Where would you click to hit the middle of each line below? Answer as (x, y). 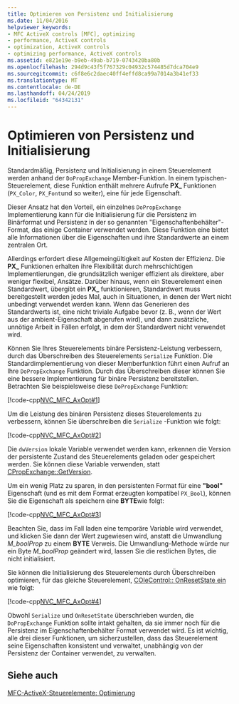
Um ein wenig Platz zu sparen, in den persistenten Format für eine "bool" (115, 485)
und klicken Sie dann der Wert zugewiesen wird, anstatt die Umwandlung (115, 536)
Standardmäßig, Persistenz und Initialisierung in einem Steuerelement (109, 170)
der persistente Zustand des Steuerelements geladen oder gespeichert (111, 456)
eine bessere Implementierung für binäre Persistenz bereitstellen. (103, 378)
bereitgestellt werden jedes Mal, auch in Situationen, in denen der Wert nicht (119, 296)
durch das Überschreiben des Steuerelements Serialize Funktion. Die (110, 356)
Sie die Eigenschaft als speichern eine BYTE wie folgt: (86, 501)
